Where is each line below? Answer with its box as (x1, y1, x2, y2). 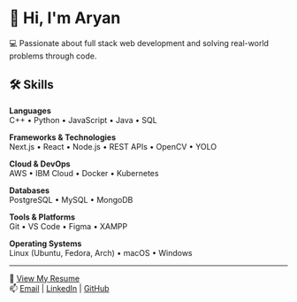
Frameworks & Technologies (9, 132, 117, 143)
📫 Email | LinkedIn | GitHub (9, 283, 110, 293)
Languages (9, 105, 51, 116)
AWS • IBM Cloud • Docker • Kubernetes (9, 167, 159, 178)
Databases (9, 185, 50, 196)
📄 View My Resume (9, 273, 80, 283)
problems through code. (9, 50, 97, 61)
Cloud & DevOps (9, 159, 71, 169)
